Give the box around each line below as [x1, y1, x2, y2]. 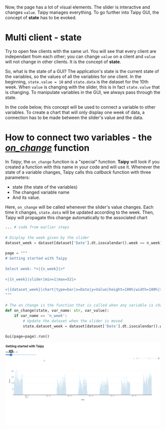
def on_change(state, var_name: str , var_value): [5, 308, 110, 313]
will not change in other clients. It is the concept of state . [5, 59, 122, 65]
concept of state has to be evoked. [5, 15, 77, 20]
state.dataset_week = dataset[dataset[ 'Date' [23, 323, 119, 329]
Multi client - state [5, 32, 82, 43]
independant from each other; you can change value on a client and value [5, 53, 156, 59]
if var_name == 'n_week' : [14, 313, 68, 318]
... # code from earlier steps [5, 225, 70, 230]
